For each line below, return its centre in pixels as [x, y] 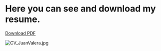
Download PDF [20, 33]
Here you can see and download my [80, 9]
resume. [23, 19]
